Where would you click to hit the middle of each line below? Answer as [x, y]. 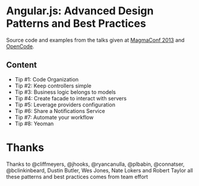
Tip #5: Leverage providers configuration [65, 105]
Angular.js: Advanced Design [80, 11]
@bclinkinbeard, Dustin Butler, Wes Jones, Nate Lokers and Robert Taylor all [99, 170]
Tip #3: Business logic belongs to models [65, 92]
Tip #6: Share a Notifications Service [60, 111]
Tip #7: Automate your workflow [54, 117]
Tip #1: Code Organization [47, 79]
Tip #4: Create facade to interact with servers [70, 98]
